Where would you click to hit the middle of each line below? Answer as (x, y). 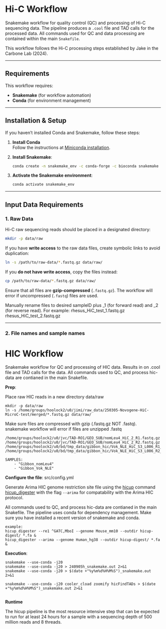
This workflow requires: (29, 86)
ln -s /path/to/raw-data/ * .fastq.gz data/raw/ (54, 262)
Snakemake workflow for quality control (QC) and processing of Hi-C (75, 23)
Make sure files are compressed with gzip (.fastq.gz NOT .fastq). (71, 424)
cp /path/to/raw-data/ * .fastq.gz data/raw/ (51, 281)
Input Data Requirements (44, 205)
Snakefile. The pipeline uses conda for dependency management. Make (78, 513)
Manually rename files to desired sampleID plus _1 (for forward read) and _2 (82, 305)
